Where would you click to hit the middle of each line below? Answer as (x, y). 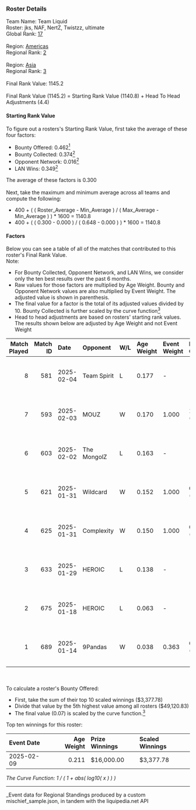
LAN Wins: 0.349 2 (36, 168)
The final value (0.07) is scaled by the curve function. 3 (80, 712)
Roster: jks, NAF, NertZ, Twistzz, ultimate (55, 27)
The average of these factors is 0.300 (52, 180)
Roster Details (27, 9)
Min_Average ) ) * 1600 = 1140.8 (53, 216)
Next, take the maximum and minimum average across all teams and (88, 192)
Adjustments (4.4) (28, 102)
